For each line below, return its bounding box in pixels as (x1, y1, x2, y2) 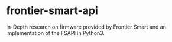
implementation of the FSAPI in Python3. (6, 29, 105, 36)
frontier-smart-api (6, 4, 99, 17)
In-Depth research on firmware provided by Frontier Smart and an (6, 23, 167, 30)
